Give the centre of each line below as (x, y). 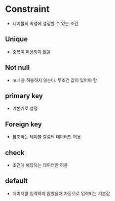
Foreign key (23, 124)
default (17, 181)
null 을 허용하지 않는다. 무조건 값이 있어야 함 (55, 80)
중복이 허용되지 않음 (31, 52)
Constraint (27, 9)
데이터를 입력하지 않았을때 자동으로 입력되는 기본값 (61, 193)
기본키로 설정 (25, 108)
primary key (24, 96)
